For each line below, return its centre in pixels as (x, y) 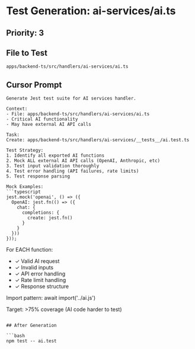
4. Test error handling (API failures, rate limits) (73, 171)
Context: (17, 109)
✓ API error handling (40, 274)
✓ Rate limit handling (40, 280)
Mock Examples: (25, 187)
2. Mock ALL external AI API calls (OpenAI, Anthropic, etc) (83, 161)
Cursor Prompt (34, 85)
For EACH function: (30, 250)
